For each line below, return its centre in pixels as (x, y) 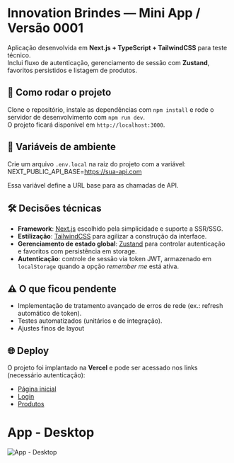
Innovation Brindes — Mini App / (104, 13)
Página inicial (37, 389)
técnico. (19, 55)
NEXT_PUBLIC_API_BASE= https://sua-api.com (75, 171)
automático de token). (49, 314)
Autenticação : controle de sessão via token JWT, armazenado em (115, 259)
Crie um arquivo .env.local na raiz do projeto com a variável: (96, 164)
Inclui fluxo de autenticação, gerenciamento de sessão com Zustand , (109, 62)
